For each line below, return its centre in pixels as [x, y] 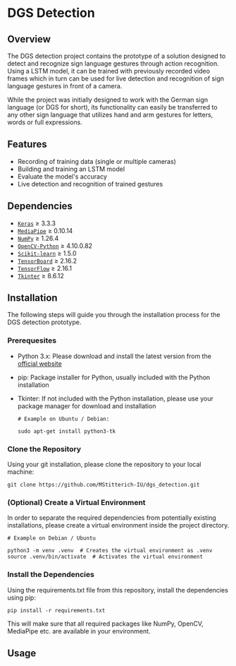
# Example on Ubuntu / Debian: [63, 419]
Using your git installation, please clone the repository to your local [105, 465]
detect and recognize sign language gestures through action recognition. [113, 64]
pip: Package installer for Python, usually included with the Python [114, 377]
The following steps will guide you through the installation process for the [114, 315]
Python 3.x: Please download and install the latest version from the [114, 356]
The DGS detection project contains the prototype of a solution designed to [117, 56]
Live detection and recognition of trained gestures [90, 184]
